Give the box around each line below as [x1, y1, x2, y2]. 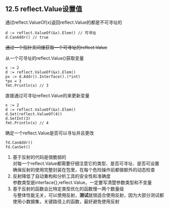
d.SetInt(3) [5, 116, 30, 121]
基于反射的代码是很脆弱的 [12, 154, 66, 160]
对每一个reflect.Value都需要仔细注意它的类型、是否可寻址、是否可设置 [12, 160, 159, 166]
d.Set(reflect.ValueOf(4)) [5, 111, 62, 117]
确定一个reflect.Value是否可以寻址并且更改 [5, 130, 94, 136]
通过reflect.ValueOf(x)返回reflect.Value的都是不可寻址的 [5, 19, 123, 25]
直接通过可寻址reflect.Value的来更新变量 [5, 92, 90, 98]
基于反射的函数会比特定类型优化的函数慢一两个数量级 [12, 186, 124, 192]
